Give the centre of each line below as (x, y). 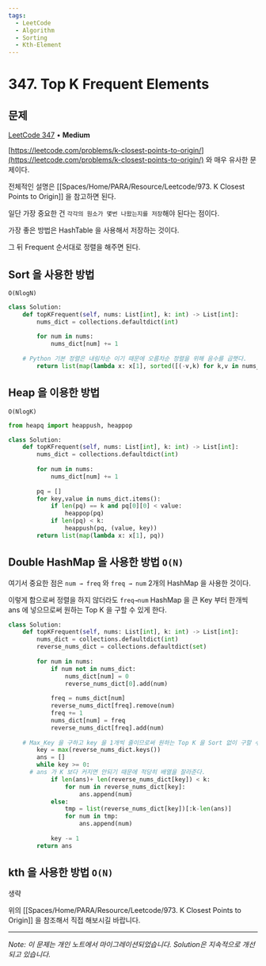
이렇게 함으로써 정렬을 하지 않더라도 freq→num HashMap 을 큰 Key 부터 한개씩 (128, 600)
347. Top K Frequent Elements (109, 84)
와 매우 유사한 (227, 160)
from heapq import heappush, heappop (70, 425)
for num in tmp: (91, 816)
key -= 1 (65, 838)
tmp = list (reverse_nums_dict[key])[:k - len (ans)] (148, 809)
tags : (17, 15)
